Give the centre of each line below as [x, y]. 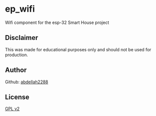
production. [16, 55]
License [17, 97]
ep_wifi [20, 9]
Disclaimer [22, 38]
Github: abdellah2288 [27, 82]
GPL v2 [12, 109]
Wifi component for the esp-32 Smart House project [57, 22]
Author [16, 70]
